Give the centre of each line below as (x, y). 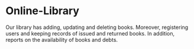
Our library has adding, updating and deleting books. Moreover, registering (97, 27)
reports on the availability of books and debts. (62, 40)
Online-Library (42, 11)
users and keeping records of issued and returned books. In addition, (90, 33)
